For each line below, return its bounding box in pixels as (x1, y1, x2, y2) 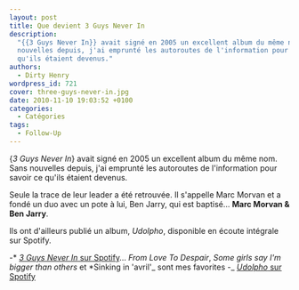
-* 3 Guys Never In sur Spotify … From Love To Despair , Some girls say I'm (9, 252, 282, 262)
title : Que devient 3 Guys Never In (9, 21, 145, 30)
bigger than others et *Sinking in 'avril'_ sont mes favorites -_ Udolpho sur (9, 262, 282, 272)
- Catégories (17, 112, 66, 121)
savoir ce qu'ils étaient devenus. (9, 172, 128, 182)
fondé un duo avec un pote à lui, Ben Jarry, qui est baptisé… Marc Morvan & (9, 198, 290, 209)
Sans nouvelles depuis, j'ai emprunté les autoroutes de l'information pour (9, 162, 278, 173)
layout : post (9, 12, 58, 22)
